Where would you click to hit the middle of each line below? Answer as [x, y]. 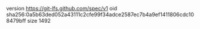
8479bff [16, 21]
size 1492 [39, 21]
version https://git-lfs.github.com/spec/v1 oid [62, 8]
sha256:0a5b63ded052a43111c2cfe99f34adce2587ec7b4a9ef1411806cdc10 [100, 14]
